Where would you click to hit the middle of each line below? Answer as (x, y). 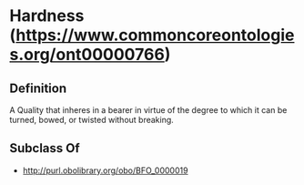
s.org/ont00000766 (87, 55)
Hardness (47, 16)
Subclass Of (45, 148)
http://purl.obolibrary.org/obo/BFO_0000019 (105, 170)
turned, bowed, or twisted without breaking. (92, 120)
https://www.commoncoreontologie (155, 35)
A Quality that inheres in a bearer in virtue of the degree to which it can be (148, 110)
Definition (38, 88)
